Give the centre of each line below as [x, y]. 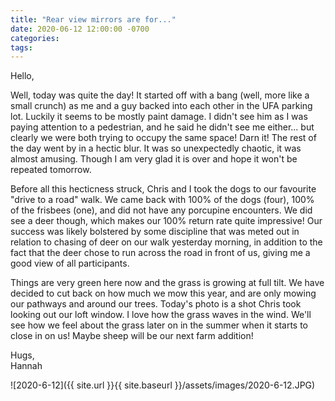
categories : [35, 38]
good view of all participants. [70, 263]
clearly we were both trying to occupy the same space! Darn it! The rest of [163, 138]
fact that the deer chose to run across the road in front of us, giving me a [160, 253]
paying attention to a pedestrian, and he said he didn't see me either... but [162, 127]
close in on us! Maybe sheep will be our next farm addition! [132, 336]
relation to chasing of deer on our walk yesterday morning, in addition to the [166, 242]
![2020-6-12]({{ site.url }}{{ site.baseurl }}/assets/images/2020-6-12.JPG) [163, 385]
